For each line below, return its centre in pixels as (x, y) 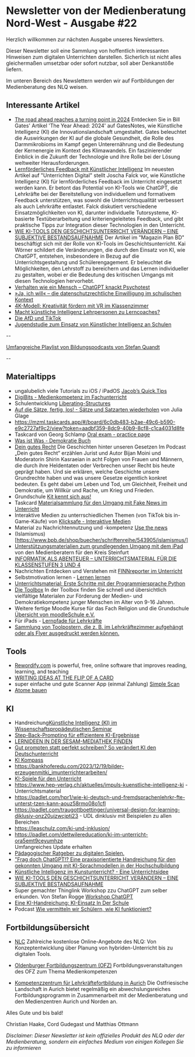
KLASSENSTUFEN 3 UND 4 (47, 565)
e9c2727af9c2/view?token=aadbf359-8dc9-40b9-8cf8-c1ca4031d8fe (100, 428)
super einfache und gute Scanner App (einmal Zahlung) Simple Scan (97, 684)
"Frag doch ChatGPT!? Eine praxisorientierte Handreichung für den (95, 859)
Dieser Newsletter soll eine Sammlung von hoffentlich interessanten (88, 50)
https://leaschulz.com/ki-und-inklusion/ (62, 828)
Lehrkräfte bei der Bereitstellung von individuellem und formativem (95, 194)
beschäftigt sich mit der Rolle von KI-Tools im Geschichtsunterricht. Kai (100, 243)
